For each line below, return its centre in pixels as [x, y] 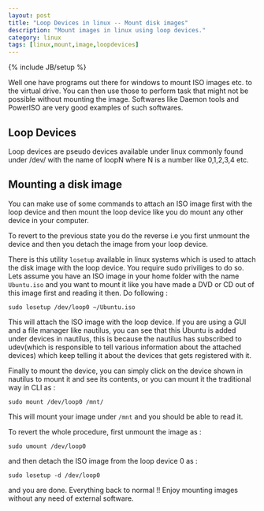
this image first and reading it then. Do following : [88, 293]
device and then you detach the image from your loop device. [108, 244]
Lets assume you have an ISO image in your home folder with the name [124, 276]
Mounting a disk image [65, 185]
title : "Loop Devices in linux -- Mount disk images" [99, 23]
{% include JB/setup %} [47, 67]
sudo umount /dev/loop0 [47, 446]
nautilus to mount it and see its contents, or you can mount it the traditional [130, 379]
